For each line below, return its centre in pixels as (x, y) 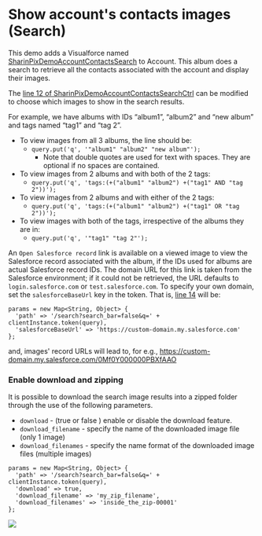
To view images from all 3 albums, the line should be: (106, 140)
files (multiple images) (55, 454)
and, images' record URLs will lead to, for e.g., (83, 351)
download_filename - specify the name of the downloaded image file (129, 429)
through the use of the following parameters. (81, 406)
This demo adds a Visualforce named (68, 53)
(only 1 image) (42, 437)
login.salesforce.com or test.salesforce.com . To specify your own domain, (131, 286)
